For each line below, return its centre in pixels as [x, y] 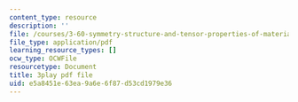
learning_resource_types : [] [63, 51]
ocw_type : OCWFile [43, 59]
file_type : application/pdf [61, 42]
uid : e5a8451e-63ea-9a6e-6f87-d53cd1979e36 [91, 83]
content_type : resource [53, 17]
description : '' [39, 26]
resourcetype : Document [53, 67]
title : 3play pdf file [51, 75]
